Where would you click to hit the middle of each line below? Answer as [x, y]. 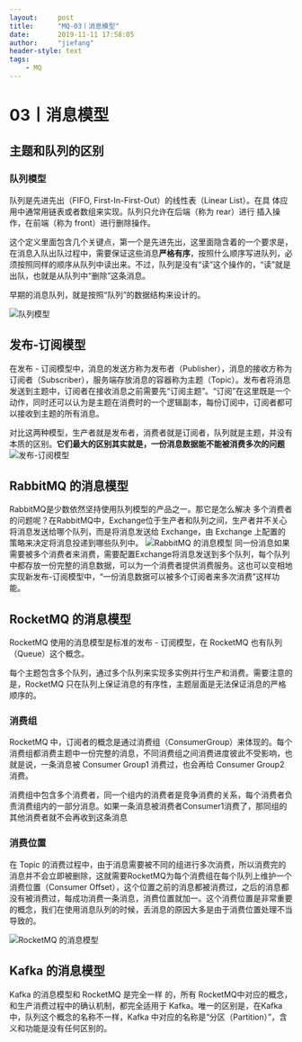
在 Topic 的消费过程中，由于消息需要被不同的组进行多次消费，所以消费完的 [148, 864]
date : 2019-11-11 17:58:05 [72, 34]
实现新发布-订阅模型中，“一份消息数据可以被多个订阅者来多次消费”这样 [141, 577]
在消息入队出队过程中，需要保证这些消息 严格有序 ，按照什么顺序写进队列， [147, 253]
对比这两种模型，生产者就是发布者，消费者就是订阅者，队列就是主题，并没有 [151, 432]
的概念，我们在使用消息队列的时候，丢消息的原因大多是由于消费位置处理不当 [151, 909]
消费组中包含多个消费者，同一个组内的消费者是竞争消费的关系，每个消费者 [147, 795]
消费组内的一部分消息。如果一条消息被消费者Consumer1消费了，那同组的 [152, 806]
